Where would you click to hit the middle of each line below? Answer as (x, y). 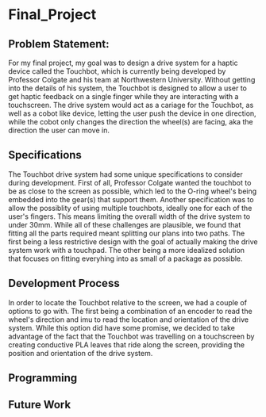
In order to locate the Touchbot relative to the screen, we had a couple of (128, 302)
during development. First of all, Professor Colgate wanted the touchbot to (130, 182)
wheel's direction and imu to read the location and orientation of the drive (128, 319)
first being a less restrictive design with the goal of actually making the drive (133, 241)
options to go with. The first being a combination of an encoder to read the (130, 311)
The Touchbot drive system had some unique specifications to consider (126, 174)
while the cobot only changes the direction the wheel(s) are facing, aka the (131, 122)
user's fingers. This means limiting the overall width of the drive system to (129, 216)
